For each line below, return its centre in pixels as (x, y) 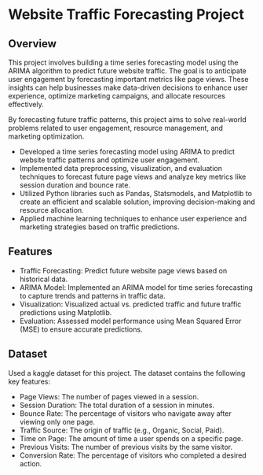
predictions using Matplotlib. (66, 312)
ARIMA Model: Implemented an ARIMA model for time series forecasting (136, 287)
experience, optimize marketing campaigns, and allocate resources (117, 96)
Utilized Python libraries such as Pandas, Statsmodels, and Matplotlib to (136, 193)
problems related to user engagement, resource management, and (116, 128)
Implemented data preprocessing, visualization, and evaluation (121, 168)
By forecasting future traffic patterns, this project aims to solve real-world (127, 119)
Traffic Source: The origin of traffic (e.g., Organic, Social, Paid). (122, 430)
